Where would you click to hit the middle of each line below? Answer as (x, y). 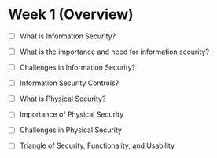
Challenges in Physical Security (70, 130)
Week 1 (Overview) (71, 14)
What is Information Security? (68, 36)
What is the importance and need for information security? (114, 52)
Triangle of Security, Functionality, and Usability (97, 145)
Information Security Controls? (69, 83)
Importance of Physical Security (72, 114)
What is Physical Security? (63, 99)
